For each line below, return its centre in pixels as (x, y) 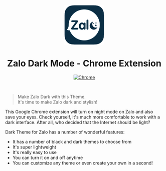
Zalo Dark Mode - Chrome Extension (84, 63)
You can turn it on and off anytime (48, 157)
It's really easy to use (34, 152)
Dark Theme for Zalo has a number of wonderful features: (65, 132)
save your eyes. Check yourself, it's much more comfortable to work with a (83, 117)
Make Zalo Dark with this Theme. (52, 96)
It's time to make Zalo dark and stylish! (57, 102)
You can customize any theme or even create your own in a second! (82, 163)
